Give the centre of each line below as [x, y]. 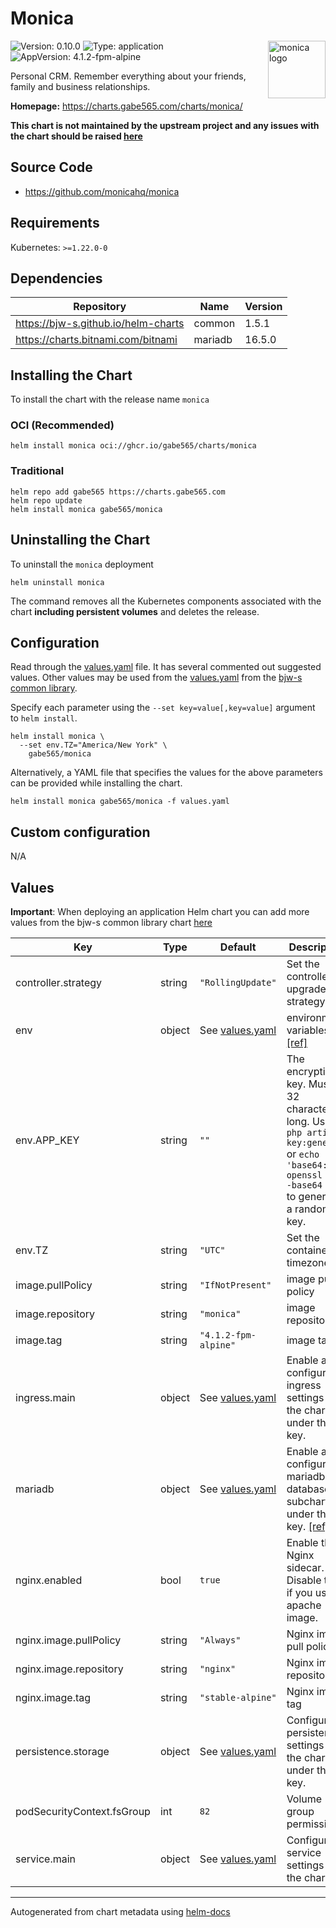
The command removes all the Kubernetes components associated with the [166, 601]
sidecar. [305, 1568]
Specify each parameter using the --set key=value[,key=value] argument [163, 708]
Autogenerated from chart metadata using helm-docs [120, 1912]
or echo [303, 1154]
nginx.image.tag [53, 1698]
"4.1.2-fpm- [228, 1335]
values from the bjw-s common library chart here [111, 923]
